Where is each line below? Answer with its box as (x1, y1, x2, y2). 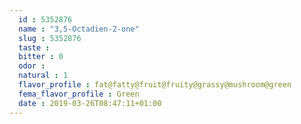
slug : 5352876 (18, 33, 82, 43)
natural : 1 (18, 71, 69, 81)
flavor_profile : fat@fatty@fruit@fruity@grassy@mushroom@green (18, 80, 292, 90)
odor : (18, 61, 46, 71)
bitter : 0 (18, 52, 64, 62)
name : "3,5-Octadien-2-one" (18, 24, 140, 34)
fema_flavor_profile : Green (18, 89, 140, 99)
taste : (18, 42, 51, 53)
